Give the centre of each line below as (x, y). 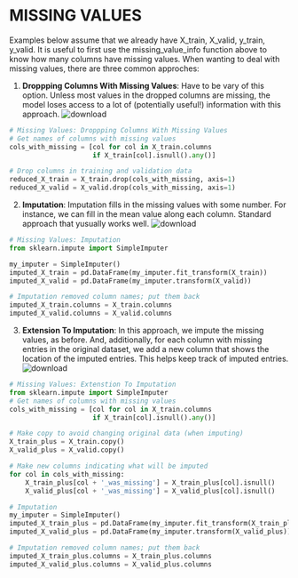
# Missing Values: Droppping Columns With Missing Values (118, 130)
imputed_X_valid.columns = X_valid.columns (91, 313)
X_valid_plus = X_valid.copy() (67, 450)
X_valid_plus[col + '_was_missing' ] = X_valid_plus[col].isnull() (150, 491)
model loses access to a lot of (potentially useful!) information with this (151, 104)
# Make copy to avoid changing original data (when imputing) (126, 433)
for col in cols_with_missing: (67, 474)
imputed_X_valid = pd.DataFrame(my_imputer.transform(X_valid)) (130, 281)
